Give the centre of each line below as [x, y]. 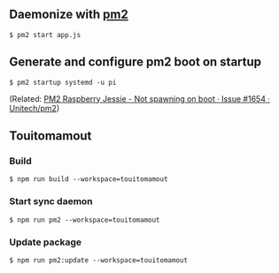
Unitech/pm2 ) [35, 108]
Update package [46, 242]
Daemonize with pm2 [69, 15]
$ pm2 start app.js [45, 34]
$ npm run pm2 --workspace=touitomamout [85, 220]
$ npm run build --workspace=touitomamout [89, 179]
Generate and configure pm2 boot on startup [136, 62]
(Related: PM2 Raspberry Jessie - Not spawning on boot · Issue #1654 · [139, 99]
